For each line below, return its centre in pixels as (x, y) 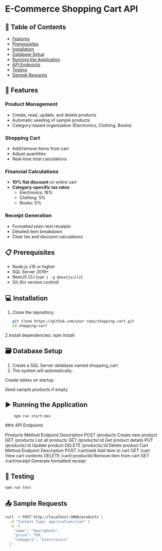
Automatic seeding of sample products (51, 120)
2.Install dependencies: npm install (40, 335)
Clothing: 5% (32, 198)
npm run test (18, 488)
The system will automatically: (42, 370)
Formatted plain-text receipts (41, 226)
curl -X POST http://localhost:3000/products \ (54, 517)
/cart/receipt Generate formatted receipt (45, 461)
